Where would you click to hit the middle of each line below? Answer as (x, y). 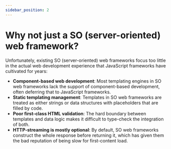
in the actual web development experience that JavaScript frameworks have (86, 66)
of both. (21, 124)
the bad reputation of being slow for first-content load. (70, 140)
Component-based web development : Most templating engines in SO (87, 81)
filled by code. (28, 108)
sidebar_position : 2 (27, 10)
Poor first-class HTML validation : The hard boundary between (79, 113)
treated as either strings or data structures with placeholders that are (85, 103)
